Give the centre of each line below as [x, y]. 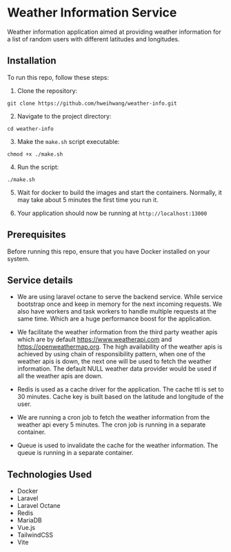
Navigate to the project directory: [64, 116]
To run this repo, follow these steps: [58, 77]
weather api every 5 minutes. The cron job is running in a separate [111, 425]
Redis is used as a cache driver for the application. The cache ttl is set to [120, 389]
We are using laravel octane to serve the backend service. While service [120, 297]
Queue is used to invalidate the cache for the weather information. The [118, 445]
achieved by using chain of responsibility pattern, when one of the [111, 354]
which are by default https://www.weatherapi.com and [94, 340]
